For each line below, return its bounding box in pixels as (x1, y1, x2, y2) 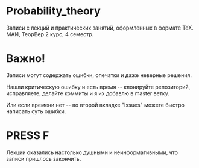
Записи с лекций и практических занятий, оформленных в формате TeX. (6, 24, 194, 31)
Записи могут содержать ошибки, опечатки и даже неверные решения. (6, 71, 192, 79)
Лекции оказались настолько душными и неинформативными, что (6, 149, 178, 156)
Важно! (6, 52, 46, 66)
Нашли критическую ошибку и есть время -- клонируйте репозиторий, (6, 83, 191, 90)
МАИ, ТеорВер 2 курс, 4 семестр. (6, 30, 94, 37)
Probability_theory (6, 4, 101, 18)
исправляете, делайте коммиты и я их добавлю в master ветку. (6, 89, 170, 97)
